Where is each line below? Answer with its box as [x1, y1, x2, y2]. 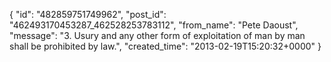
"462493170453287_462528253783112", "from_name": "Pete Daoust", [9, 19, 299, 31]
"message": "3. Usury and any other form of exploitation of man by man [9, 30, 306, 41]
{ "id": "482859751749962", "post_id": [9, 9, 167, 20]
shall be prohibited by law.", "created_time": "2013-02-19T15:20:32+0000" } [9, 40, 322, 52]
